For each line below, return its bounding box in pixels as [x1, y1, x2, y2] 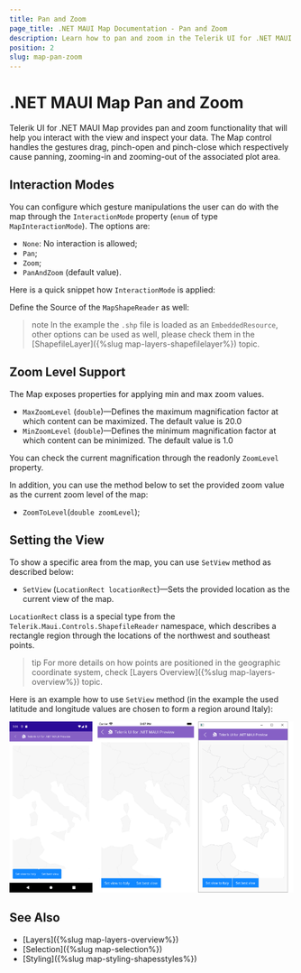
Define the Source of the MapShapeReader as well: [9, 301, 189, 312]
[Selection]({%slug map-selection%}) [22, 943, 163, 954]
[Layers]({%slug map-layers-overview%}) [22, 934, 179, 945]
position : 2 [9, 43, 54, 52]
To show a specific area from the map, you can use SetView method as [9, 556, 272, 568]
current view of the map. [22, 593, 114, 604]
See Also [9, 910, 60, 925]
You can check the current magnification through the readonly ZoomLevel [9, 452, 279, 463]
